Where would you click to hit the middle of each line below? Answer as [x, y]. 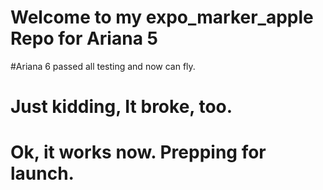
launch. [42, 173]
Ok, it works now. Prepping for [138, 152]
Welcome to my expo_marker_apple [162, 17]
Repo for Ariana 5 [84, 38]
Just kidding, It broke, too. [121, 107]
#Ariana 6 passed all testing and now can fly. [103, 66]
